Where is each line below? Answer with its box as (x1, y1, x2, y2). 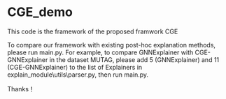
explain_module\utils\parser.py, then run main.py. (7, 70, 149, 79)
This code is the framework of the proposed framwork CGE (7, 27, 178, 36)
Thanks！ (7, 84, 35, 93)
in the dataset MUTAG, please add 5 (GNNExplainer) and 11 (49, 55, 220, 63)
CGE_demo (7, 4, 73, 20)
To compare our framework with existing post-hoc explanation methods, (7, 40, 216, 49)
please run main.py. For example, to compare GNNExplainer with (7, 48, 194, 56)
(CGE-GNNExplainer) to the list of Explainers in (7, 63, 143, 71)
